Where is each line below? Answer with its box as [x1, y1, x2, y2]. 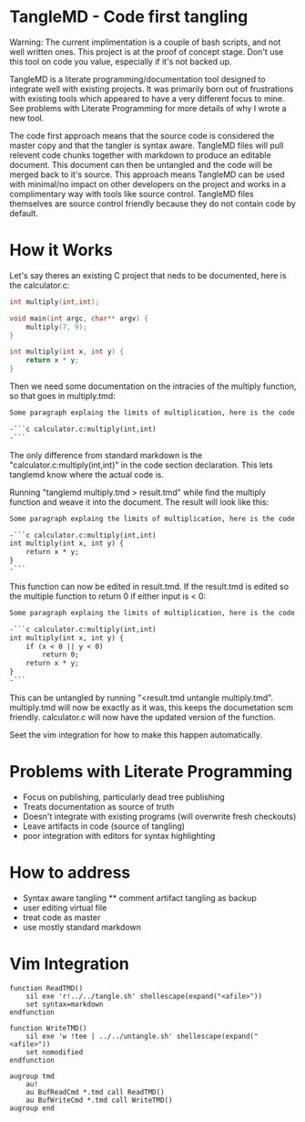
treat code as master [22, 911, 101, 923]
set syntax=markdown [25, 1000, 104, 1009]
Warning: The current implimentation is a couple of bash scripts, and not [9, 37, 281, 47]
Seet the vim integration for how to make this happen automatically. [9, 729, 262, 740]
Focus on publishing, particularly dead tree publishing [22, 792, 225, 802]
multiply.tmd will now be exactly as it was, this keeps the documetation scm [9, 701, 294, 713]
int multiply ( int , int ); [9, 297, 100, 307]
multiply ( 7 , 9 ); [25, 322, 88, 331]
